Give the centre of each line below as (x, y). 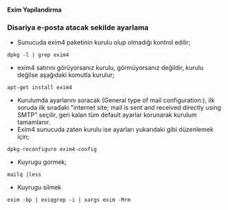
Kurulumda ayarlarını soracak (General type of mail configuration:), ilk (116, 100)
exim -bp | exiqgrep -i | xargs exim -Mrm (69, 200)
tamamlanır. (34, 122)
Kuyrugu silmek (39, 187)
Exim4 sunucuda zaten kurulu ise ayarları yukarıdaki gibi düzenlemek (115, 129)
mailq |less (24, 174)
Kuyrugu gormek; (42, 162)
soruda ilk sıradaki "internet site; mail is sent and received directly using (119, 107)
